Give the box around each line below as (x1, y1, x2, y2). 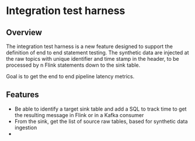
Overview (6, 27, 43, 37)
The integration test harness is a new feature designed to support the (6, 43, 173, 50)
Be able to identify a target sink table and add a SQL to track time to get (14, 105, 187, 112)
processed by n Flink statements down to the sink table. (6, 61, 141, 68)
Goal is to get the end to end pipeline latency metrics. (6, 73, 135, 80)
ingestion (14, 124, 37, 131)
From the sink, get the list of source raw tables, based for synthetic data (14, 118, 188, 125)
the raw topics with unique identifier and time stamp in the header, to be (6, 56, 179, 62)
